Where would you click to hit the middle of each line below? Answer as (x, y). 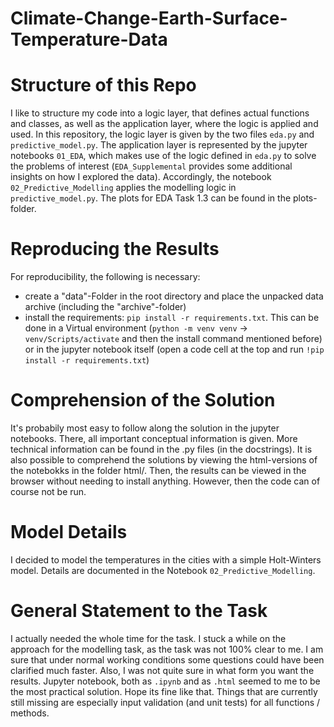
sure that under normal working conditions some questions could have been (167, 659)
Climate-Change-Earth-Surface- (149, 18)
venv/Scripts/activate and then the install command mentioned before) (173, 339)
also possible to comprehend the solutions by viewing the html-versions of (164, 460)
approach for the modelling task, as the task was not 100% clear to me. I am (167, 649)
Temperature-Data (89, 39)
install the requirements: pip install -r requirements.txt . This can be (172, 318)
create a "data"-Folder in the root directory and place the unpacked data (174, 296)
